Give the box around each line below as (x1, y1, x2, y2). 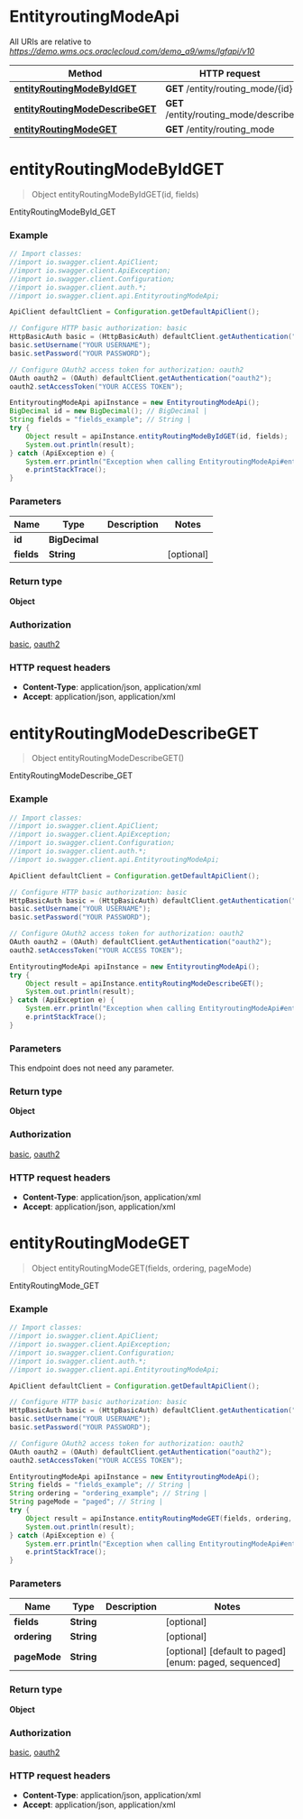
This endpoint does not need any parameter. (9, 1062, 174, 1074)
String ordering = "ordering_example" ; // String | (9, 1489, 207, 1498)
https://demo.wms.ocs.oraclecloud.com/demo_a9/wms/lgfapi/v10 (9, 45, 255, 56)
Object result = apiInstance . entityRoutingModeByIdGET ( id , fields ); (25, 431, 289, 441)
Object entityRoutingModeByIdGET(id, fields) (31, 188, 199, 199)
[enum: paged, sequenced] (165, 1657, 281, 1669)
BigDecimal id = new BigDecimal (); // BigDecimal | (9, 407, 207, 416)
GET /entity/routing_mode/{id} (165, 82, 293, 95)
